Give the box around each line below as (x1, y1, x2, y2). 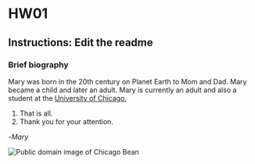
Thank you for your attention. (19, 116, 113, 126)
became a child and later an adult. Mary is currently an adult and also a (8, 85, 237, 94)
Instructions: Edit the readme (8, 36, 153, 49)
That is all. (19, 109, 53, 118)
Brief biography (8, 59, 69, 70)
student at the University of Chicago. (8, 93, 127, 102)
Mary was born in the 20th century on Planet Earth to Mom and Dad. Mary (8, 77, 247, 86)
